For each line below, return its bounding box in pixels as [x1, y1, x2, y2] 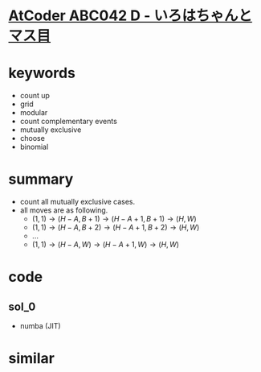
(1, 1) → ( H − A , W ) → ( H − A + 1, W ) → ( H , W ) [31, 240, 179, 250]
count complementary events [19, 117, 118, 126]
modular [19, 108, 48, 118]
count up [19, 91, 51, 101]
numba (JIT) [19, 321, 62, 331]
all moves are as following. [19, 205, 108, 215]
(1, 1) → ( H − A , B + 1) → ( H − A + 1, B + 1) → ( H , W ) [31, 214, 197, 224]
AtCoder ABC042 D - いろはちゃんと [8, 6, 253, 25]
